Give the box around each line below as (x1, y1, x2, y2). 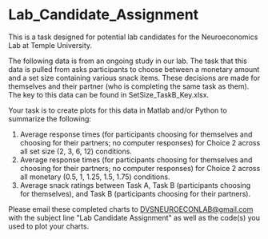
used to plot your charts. (8, 221, 90, 231)
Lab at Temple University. (8, 40, 93, 50)
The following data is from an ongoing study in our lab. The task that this (8, 56, 248, 66)
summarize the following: (8, 114, 92, 123)
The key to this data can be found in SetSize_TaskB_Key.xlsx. (8, 90, 210, 99)
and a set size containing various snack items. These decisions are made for (8, 73, 261, 82)
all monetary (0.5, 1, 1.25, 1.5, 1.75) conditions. (19, 172, 170, 181)
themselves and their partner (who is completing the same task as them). (8, 82, 250, 91)
